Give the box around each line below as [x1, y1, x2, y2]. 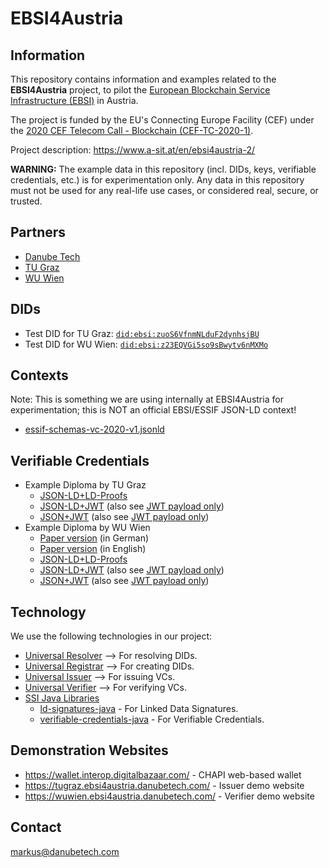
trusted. [10, 195, 43, 207]
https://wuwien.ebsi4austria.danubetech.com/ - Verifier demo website [24, 790, 315, 802]
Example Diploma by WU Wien [24, 522, 151, 534]
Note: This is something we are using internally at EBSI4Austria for [10, 393, 284, 406]
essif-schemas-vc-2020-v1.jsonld [24, 423, 165, 436]
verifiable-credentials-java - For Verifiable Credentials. [39, 713, 265, 726]
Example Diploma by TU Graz [24, 479, 147, 491]
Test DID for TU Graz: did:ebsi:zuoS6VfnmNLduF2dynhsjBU [24, 327, 260, 339]
